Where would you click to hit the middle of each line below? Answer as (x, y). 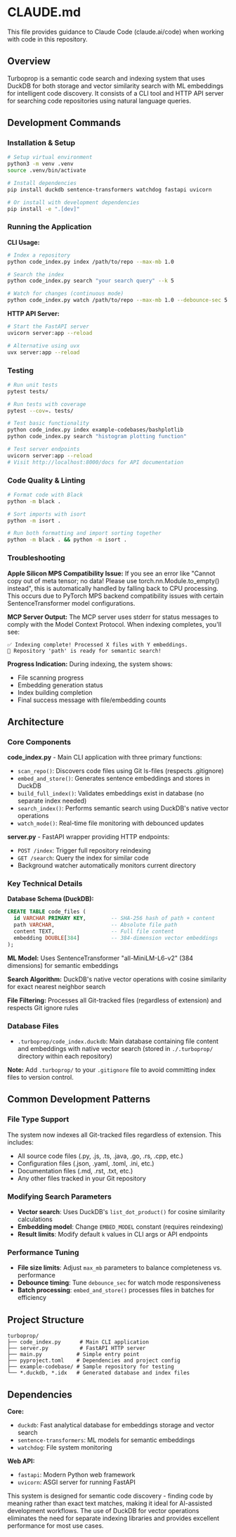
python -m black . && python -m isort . (67, 540)
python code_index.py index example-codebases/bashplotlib (96, 430)
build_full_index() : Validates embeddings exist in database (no (111, 793)
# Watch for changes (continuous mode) (66, 294)
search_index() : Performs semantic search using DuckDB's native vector (123, 808)
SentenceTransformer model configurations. (71, 603)
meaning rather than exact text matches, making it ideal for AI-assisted (110, 1503)
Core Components (39, 741)
